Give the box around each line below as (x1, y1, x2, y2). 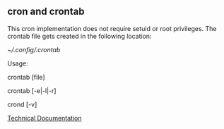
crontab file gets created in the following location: (7, 32, 152, 40)
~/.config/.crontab (7, 45, 61, 54)
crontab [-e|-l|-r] (7, 86, 57, 94)
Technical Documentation (7, 113, 82, 122)
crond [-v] (7, 100, 37, 109)
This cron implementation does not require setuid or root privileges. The (7, 24, 217, 32)
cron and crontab (7, 6, 85, 18)
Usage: (7, 59, 28, 68)
